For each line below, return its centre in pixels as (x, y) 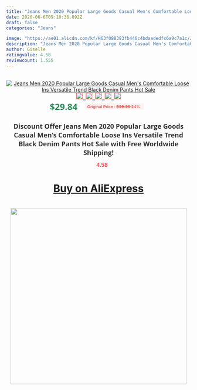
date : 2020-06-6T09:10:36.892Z (44, 17)
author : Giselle (26, 50)
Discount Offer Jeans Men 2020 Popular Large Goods (98, 126)
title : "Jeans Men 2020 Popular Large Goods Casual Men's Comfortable (94, 11)
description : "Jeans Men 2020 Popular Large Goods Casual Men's (86, 44)
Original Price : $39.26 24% (114, 106)
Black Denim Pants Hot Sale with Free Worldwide (98, 144)
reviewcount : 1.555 (30, 60)
